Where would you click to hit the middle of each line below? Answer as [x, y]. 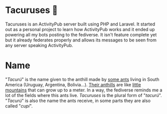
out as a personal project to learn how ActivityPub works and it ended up [80, 29]
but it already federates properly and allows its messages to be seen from [81, 40]
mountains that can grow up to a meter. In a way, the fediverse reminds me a [84, 90]
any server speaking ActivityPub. [39, 45]
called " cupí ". [19, 106]
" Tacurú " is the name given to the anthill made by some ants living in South [82, 79]
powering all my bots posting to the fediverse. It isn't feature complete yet [81, 34]
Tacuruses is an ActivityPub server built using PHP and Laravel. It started [80, 24]
